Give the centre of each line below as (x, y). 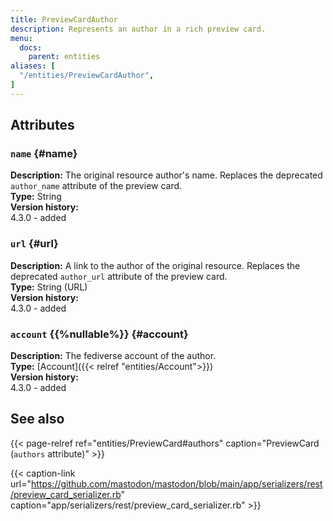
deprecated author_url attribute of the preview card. (119, 276)
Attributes (42, 125)
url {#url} (34, 244)
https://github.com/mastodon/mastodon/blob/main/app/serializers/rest (176, 483)
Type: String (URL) (49, 287)
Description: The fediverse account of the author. (113, 356)
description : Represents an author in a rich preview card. (138, 29)
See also (37, 419)
